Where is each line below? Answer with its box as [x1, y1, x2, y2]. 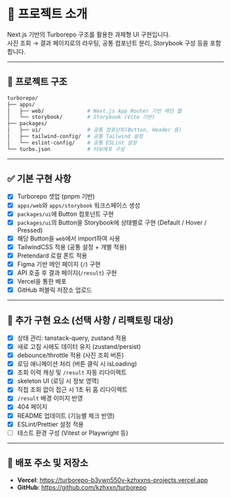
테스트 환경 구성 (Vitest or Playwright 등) [16, 429, 129, 437]
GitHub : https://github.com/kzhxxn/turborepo [16, 483, 146, 491]
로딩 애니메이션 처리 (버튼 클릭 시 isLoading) [16, 360, 137, 368]
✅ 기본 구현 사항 [7, 173, 71, 185]
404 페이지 [16, 403, 48, 411]
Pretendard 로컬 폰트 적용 [16, 251, 87, 260]
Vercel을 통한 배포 [16, 278, 67, 285]
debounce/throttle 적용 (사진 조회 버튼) [16, 351, 124, 359]
